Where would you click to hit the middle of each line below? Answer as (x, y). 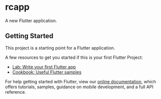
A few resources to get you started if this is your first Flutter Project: (74, 57)
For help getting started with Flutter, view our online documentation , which (81, 81)
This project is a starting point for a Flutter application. (60, 48)
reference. (16, 92)
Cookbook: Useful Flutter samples (47, 72)
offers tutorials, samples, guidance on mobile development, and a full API (79, 87)
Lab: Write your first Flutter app (44, 67)
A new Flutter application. (31, 21)
